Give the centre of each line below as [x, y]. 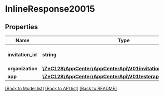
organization [23, 69]
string [49, 55]
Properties [21, 27]
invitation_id [22, 55]
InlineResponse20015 [50, 9]
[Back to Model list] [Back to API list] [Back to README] [61, 88]
